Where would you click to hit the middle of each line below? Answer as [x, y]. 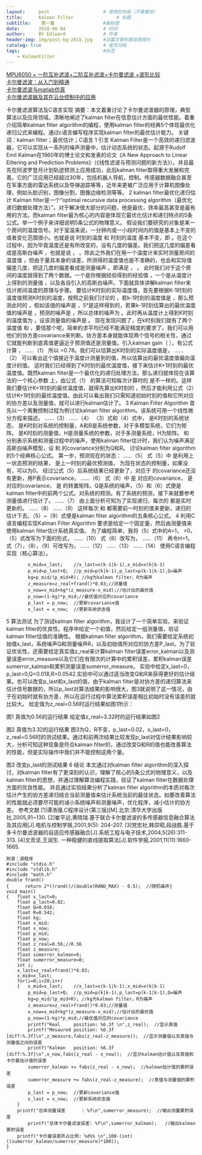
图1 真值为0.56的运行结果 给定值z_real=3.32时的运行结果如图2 [83, 717]
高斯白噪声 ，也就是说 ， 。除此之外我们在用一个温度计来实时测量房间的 [106, 253]
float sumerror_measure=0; [51, 960]
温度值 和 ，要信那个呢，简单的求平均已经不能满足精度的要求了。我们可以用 [100, 328]
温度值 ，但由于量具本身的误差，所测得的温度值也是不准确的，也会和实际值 [99, 260]
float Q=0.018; [36, 907]
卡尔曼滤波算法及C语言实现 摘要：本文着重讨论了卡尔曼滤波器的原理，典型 [99, 109]
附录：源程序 [20, 859]
